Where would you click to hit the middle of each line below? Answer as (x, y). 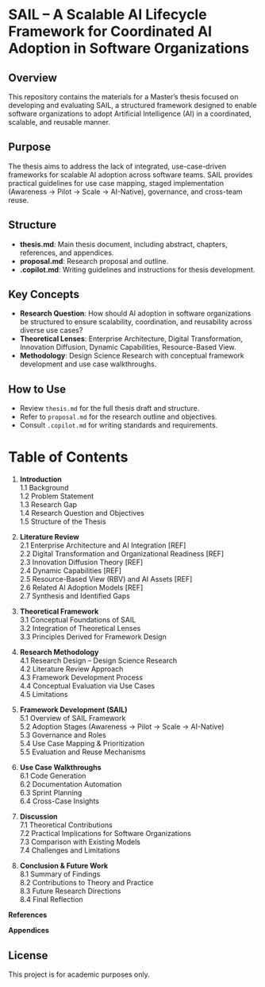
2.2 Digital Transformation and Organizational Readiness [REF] (122, 554)
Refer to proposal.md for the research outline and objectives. (118, 417)
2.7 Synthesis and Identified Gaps (75, 596)
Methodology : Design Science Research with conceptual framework (132, 356)
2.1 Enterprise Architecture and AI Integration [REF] (103, 545)
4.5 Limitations (44, 695)
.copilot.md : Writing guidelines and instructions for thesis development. (137, 269)
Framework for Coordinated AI (110, 31)
